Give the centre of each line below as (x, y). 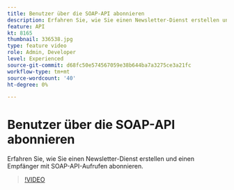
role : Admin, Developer (42, 53)
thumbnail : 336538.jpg (40, 40)
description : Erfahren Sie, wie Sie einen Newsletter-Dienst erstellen (113, 20)
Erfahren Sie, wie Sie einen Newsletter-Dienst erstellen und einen (101, 159)
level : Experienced (36, 59)
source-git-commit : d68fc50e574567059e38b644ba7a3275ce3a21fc (99, 65)
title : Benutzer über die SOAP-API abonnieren (76, 14)
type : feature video (37, 46)
